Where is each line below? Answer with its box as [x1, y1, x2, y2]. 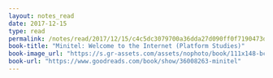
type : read [8, 27, 45, 35]
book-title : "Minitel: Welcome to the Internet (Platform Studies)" [8, 42, 245, 50]
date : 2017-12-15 [8, 19, 67, 28]
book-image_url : [8, 50, 63, 58]
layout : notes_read [8, 11, 75, 20]
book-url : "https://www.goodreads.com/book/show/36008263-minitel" [8, 58, 242, 66]
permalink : [8, 34, 45, 43]
